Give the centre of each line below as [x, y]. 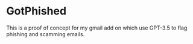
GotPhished [36, 11]
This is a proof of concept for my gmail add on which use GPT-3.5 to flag [97, 28]
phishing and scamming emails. [46, 34]
